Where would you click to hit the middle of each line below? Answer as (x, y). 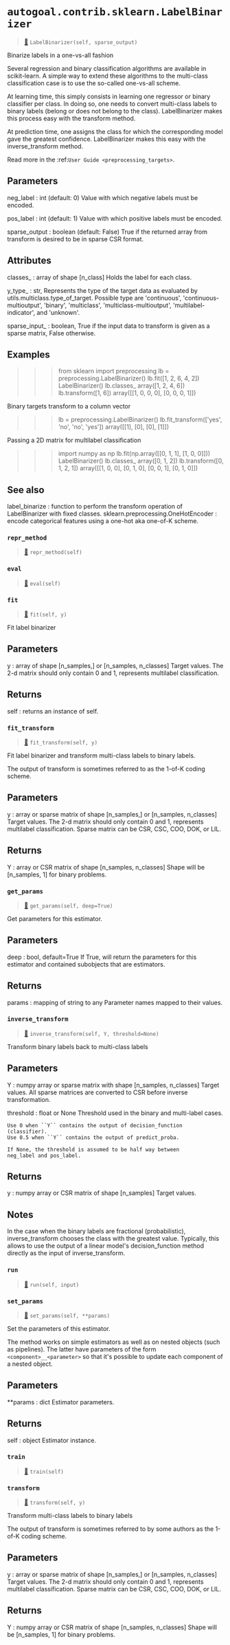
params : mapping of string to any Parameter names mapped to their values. (115, 1002)
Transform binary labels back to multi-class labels (78, 1046)
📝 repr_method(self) (53, 552)
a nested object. (30, 1364)
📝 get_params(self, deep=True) (68, 905)
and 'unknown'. (58, 312)
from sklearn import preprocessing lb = (114, 371)
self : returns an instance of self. (53, 711)
